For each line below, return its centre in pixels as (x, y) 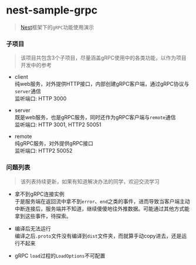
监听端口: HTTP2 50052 (43, 151)
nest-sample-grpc (52, 10)
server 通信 (28, 91)
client (21, 77)
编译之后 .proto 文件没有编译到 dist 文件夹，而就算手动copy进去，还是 (98, 236)
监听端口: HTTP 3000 (40, 99)
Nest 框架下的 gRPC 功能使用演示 (57, 27)
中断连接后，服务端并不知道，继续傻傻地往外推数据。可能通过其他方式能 (102, 209)
